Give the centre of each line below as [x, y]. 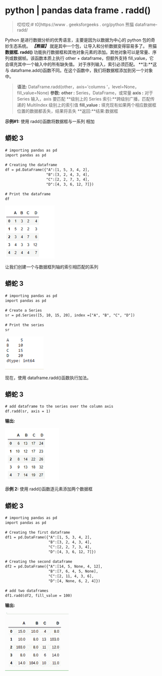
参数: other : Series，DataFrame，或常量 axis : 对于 [102, 93]
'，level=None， [123, 87]
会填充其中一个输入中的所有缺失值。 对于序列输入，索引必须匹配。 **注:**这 [81, 64]
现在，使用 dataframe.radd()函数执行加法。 [48, 378]
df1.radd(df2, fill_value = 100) [39, 596]
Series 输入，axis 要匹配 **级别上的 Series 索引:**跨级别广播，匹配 [84, 99]
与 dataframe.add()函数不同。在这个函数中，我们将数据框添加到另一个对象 [79, 70]
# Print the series [25, 325]
